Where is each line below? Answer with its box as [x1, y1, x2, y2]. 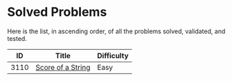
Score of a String [35, 62, 91, 72]
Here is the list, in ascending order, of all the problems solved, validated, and [7, 27, 226, 35]
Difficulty [96, 51, 130, 60]
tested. [7, 34, 28, 42]
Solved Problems [7, 4, 107, 20]
